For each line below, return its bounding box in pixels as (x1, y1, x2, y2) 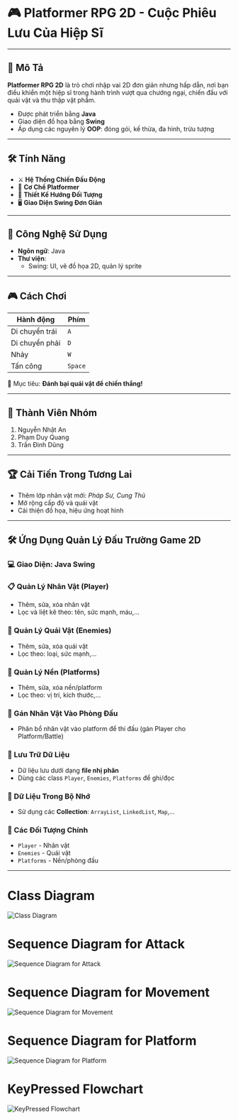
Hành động (16, 314, 55, 324)
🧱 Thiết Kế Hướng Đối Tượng (17, 190, 103, 199)
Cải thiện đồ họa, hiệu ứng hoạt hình (17, 506, 124, 515)
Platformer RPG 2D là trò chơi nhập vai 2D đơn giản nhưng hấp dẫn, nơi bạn (7, 80, 229, 89)
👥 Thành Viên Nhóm (7, 407, 98, 419)
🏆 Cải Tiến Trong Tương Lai (7, 468, 132, 481)
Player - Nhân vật (17, 841, 70, 850)
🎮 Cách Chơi (7, 290, 67, 302)
